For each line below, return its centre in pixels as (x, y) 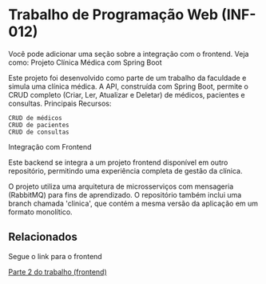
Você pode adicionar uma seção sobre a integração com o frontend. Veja (129, 54)
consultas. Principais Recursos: (60, 103)
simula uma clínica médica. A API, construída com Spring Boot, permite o (129, 86)
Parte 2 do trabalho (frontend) (58, 272)
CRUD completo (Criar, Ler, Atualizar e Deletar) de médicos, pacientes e (127, 94)
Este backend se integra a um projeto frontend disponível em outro (118, 162)
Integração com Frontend (50, 146)
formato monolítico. (41, 212)
